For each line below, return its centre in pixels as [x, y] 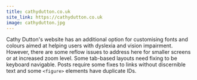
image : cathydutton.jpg [36, 23]
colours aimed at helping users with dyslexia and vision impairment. [90, 46]
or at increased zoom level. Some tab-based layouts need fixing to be [92, 58]
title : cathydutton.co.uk [38, 12]
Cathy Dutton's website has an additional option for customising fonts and [97, 40]
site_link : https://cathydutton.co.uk [54, 17]
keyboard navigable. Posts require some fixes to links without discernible [96, 65]
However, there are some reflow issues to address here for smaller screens [98, 52]
